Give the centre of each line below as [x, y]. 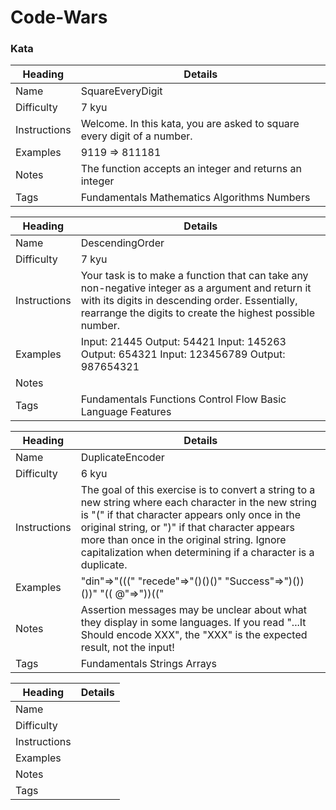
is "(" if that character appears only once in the [191, 515]
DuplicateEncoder [122, 458]
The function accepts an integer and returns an [191, 169]
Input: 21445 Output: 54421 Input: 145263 [183, 342]
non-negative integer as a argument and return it [196, 288]
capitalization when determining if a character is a [197, 553]
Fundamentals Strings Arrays [149, 664]
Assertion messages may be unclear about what [194, 610]
